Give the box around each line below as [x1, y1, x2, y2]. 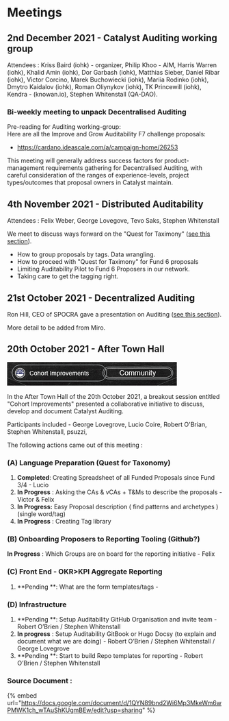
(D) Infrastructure [7, 600, 67, 609]
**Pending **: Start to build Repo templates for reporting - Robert [16, 651, 204, 659]
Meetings [7, 5, 63, 21]
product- [164, 156, 189, 165]
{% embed [7, 692, 38, 700]
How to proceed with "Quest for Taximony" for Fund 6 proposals [16, 258, 199, 266]
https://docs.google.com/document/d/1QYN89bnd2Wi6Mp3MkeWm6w [21, 699, 222, 707]
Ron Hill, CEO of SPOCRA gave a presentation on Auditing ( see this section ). [7, 310, 222, 318]
